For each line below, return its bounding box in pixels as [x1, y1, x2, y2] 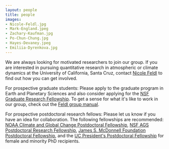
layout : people [5, 7, 37, 13]
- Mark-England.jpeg [5, 26, 49, 31]
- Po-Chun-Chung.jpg [5, 36, 49, 41]
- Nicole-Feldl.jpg [5, 21, 47, 27]
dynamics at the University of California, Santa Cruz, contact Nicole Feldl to [5, 69, 163, 76]
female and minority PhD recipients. [5, 138, 80, 144]
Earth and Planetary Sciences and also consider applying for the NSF [5, 90, 149, 96]
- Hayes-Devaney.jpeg [5, 41, 51, 46]
